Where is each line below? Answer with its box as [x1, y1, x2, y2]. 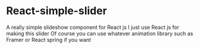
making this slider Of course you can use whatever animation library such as [6, 30, 194, 37]
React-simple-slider [6, 4, 108, 18]
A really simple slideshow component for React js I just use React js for [6, 24, 179, 31]
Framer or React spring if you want [6, 36, 91, 43]
